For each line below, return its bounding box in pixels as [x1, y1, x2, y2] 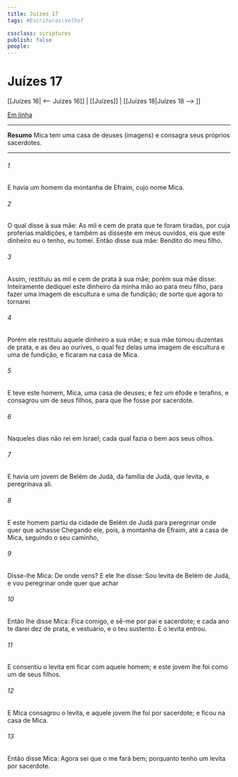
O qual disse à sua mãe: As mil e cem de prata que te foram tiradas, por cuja [7, 221, 230, 230]
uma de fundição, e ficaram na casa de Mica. [7, 350, 140, 358]
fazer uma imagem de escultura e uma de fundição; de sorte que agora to [7, 290, 223, 298]
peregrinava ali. [7, 480, 53, 489]
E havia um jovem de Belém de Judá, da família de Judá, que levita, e [7, 472, 210, 481]
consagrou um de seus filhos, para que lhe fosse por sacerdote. [7, 396, 195, 404]
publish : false [7, 36, 52, 43]
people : [7, 43, 30, 50]
